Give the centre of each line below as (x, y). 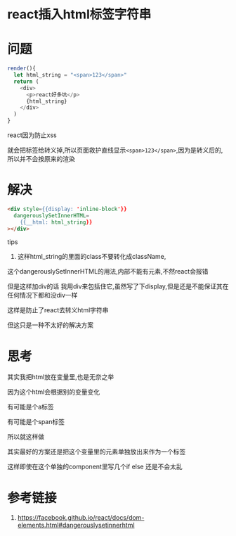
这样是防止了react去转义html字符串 (58, 310)
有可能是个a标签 (31, 407)
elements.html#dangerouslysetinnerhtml (76, 525)
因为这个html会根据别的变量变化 (54, 392)
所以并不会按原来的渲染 (41, 159)
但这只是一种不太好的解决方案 (50, 325)
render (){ (22, 69)
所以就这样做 (26, 437)
